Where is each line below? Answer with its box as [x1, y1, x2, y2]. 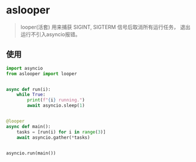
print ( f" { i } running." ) [27, 97, 85, 103]
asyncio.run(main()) [6, 150, 57, 156]
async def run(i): [6, 86, 51, 92]
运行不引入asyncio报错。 [20, 30, 81, 38]
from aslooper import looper [6, 71, 77, 76]
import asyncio [6, 65, 43, 71]
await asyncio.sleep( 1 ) [27, 103, 85, 108]
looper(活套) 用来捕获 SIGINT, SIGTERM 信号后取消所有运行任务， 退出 [20, 23, 191, 30]
